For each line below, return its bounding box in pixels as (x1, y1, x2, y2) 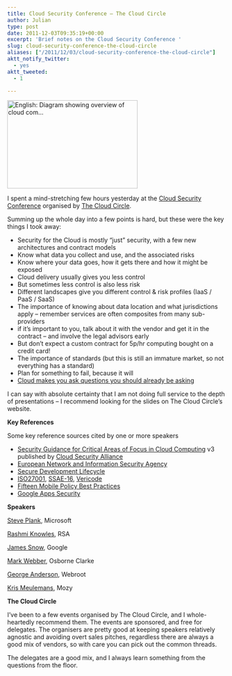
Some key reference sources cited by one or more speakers (7, 432, 179, 440)
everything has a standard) (17, 362, 95, 370)
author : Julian (7, 17, 51, 24)
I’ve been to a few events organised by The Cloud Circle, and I (7, 611, 185, 619)
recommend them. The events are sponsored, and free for (35, 618, 203, 627)
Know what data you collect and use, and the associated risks (17, 251, 194, 259)
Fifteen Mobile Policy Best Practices (17, 482, 121, 490)
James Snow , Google (7, 543, 68, 552)
